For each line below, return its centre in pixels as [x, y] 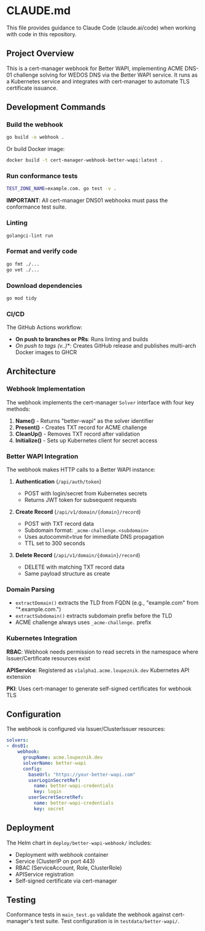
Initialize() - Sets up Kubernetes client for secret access [86, 440]
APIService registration [44, 874]
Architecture [31, 372]
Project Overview [40, 54]
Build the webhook [35, 125]
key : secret [49, 809]
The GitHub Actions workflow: [44, 327]
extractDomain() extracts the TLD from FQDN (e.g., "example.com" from [107, 603]
